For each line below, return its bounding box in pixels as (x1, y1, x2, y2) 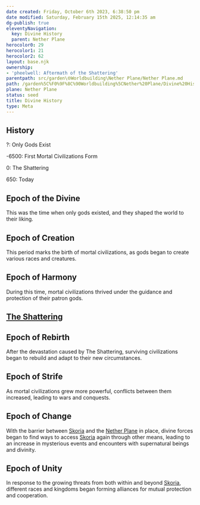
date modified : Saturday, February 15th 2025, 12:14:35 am (6, 14, 156, 20)
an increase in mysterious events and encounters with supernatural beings (6, 440, 189, 447)
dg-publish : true (6, 20, 49, 26)
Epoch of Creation (6, 232, 75, 243)
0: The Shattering (6, 164, 49, 172)
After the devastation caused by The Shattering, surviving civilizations (6, 348, 179, 355)
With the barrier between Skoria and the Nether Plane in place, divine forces (6, 427, 193, 434)
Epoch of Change (6, 411, 72, 421)
